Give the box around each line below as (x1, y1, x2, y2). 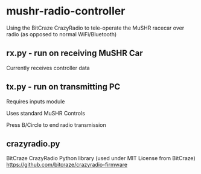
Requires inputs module (6, 98, 65, 105)
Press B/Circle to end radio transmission (6, 121, 107, 128)
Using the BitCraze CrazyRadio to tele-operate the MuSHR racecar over (6, 24, 185, 31)
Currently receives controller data (6, 64, 90, 71)
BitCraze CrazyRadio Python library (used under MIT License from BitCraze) (6, 155, 196, 162)
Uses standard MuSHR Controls (6, 109, 86, 117)
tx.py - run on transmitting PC (6, 82, 121, 92)
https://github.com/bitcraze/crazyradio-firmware (6, 161, 128, 169)
